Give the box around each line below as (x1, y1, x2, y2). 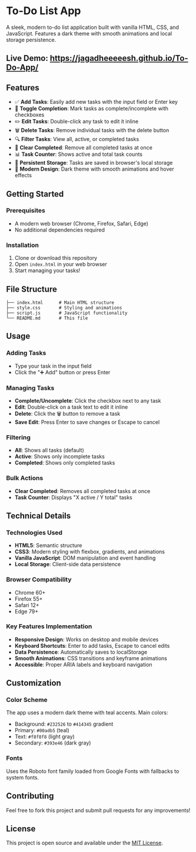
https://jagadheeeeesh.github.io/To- (49, 53, 188, 63)
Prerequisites (6, 207, 45, 215)
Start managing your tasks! (14, 267, 81, 274)
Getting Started (6, 189, 64, 199)
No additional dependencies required (14, 226, 105, 233)
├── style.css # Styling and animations (6, 305, 122, 311)
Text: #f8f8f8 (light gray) (14, 733, 75, 740)
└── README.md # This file (6, 315, 88, 321)
